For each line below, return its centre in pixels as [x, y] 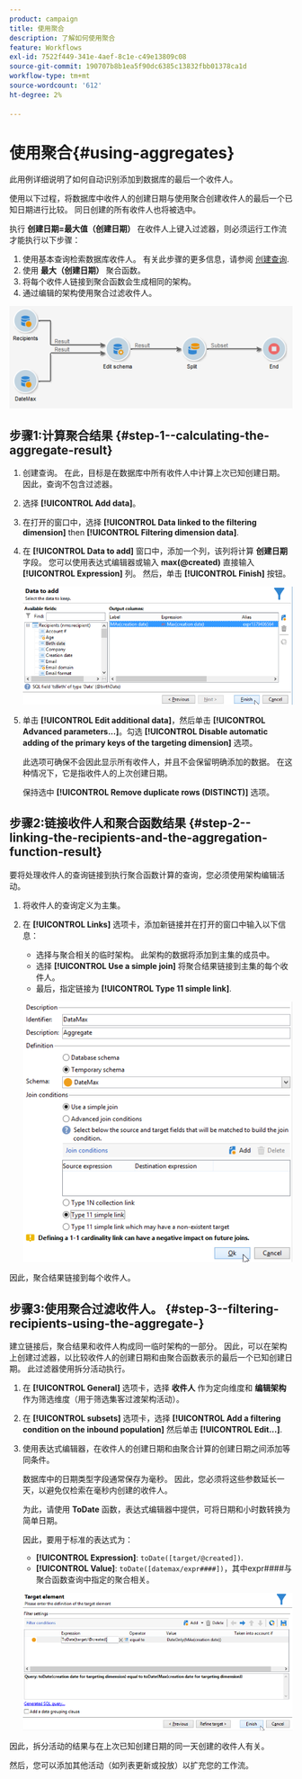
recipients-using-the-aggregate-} [107, 1323]
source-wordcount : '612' [56, 85]
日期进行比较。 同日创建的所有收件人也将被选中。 [108, 210]
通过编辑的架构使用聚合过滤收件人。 [89, 293]
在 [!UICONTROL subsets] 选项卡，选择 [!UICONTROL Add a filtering [151, 1418]
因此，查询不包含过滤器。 [70, 484]
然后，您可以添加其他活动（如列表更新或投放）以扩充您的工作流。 [131, 1766]
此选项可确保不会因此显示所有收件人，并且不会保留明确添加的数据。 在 [153, 762]
